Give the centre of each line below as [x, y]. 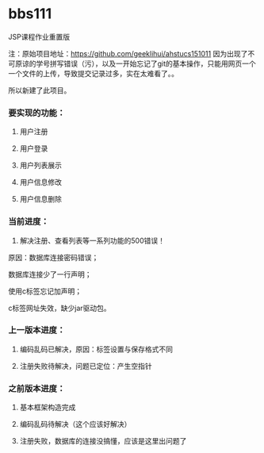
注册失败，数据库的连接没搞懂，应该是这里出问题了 [103, 441]
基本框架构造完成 [48, 407]
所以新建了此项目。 [40, 90]
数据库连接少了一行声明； [50, 274]
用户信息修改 [40, 182]
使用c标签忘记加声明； [45, 291]
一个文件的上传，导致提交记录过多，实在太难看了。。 [93, 73]
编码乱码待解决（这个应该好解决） [75, 424]
